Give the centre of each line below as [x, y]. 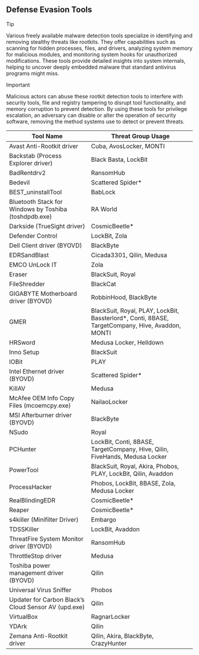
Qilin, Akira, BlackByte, [122, 635]
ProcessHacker [31, 487]
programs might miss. [33, 73]
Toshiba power [30, 565]
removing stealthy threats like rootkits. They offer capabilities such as [91, 41]
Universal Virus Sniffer [40, 590]
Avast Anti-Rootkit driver [44, 146]
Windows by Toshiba [38, 209]
